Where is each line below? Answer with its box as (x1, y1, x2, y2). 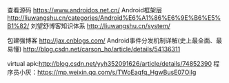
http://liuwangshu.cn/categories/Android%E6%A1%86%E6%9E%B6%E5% (7, 14, 221, 22)
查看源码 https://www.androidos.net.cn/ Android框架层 (7, 6, 162, 14)
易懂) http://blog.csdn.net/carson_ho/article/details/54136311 (7, 45, 181, 53)
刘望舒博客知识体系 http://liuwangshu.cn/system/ (30, 22, 170, 29)
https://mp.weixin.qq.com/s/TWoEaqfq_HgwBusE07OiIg (37, 68, 197, 76)
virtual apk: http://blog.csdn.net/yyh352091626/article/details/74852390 (7, 60, 212, 67)
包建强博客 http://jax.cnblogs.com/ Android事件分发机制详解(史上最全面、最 (7, 36, 223, 45)
